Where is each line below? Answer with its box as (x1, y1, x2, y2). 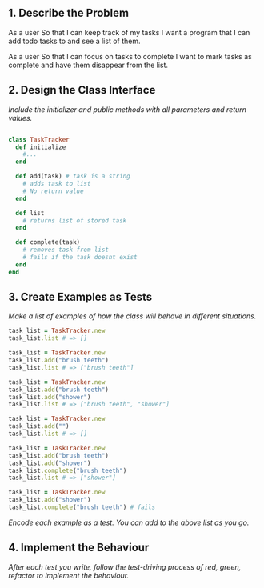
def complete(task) (15, 238, 81, 246)
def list (15, 209, 45, 217)
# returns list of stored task (22, 216, 127, 225)
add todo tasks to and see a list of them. (8, 36, 141, 46)
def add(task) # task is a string (15, 172, 130, 181)
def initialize (15, 143, 66, 151)
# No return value (22, 187, 84, 195)
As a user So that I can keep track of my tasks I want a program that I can (8, 27, 250, 37)
